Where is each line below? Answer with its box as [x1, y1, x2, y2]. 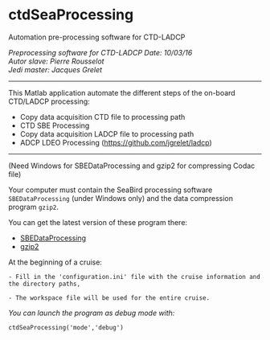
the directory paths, [8, 280, 81, 288]
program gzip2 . [8, 202, 59, 211]
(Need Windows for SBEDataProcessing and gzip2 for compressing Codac [8, 161, 256, 170]
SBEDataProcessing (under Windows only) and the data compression [8, 193, 233, 203]
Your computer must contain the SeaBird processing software [8, 185, 213, 195]
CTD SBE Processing [19, 121, 90, 130]
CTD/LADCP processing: [8, 96, 90, 106]
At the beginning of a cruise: [8, 257, 103, 267]
